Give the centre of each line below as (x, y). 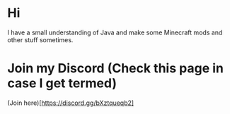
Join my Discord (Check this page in (116, 69)
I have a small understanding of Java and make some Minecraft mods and (115, 32)
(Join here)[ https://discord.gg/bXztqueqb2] (71, 103)
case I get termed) (62, 83)
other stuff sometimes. (40, 39)
